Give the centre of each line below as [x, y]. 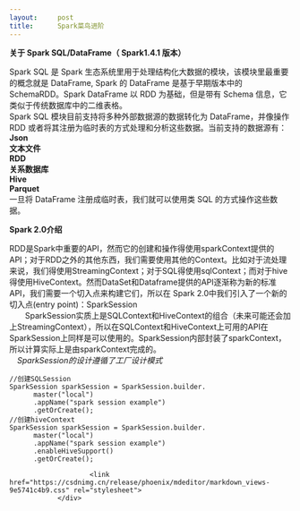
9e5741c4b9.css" [39, 490]
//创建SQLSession [40, 379]
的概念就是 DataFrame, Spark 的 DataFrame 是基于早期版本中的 [126, 82]
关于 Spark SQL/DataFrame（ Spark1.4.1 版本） [98, 52]
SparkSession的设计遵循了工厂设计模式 [90, 360]
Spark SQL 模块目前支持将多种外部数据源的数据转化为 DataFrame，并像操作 [150, 116]
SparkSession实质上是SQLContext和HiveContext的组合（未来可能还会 [154, 315]
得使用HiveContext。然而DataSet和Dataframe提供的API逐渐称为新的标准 [143, 282]
